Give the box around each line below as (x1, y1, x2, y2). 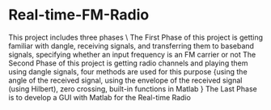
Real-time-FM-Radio (8, 6, 150, 24)
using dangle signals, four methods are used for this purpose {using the (8, 66, 248, 76)
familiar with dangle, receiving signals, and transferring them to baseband (8, 40, 255, 50)
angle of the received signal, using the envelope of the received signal (8, 75, 243, 85)
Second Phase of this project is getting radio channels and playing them (8, 58, 248, 68)
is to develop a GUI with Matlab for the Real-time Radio (8, 92, 192, 102)
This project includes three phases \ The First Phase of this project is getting (8, 32, 264, 42)
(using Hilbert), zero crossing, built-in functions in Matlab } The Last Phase (8, 83, 257, 94)
